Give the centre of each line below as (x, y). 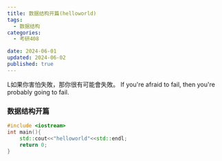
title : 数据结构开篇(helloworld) (52, 13)
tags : (15, 20)
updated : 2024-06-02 (37, 58)
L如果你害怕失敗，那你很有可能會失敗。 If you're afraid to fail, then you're (111, 84)
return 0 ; (34, 145)
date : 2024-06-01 (32, 51)
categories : (24, 33)
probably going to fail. (38, 92)
